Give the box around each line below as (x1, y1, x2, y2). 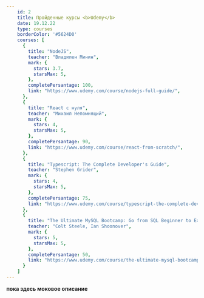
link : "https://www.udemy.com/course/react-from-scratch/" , (28, 144, 183, 151)
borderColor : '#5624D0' (17, 32, 78, 38)
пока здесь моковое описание (6, 285, 88, 292)
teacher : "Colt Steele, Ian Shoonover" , (28, 223, 132, 229)
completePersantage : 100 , (28, 83, 94, 89)
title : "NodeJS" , (28, 49, 72, 55)
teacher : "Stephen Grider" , (28, 167, 99, 173)
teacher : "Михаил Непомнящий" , (28, 110, 107, 117)
